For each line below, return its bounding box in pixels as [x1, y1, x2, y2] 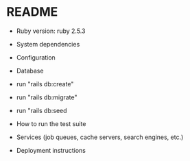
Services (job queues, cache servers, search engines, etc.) [16, 133, 184, 141]
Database [16, 66, 44, 75]
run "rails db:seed [16, 106, 67, 114]
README [6, 4, 58, 20]
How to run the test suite [16, 119, 86, 127]
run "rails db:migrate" [16, 93, 78, 101]
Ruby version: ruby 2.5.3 [16, 27, 86, 35]
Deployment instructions [16, 146, 86, 154]
